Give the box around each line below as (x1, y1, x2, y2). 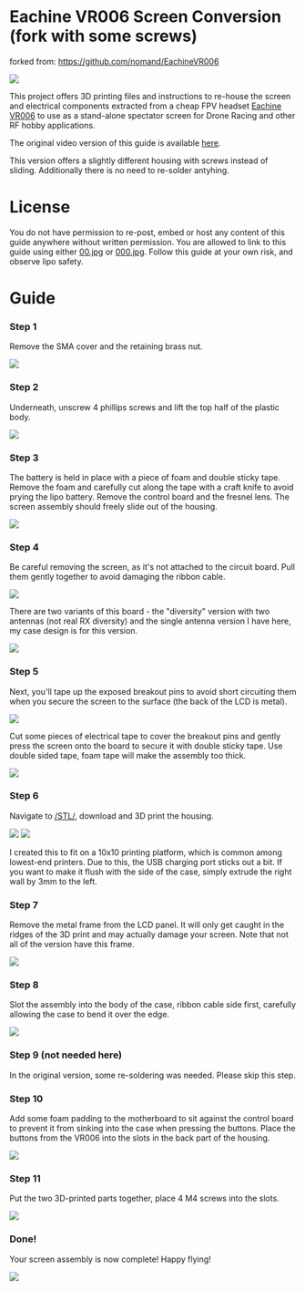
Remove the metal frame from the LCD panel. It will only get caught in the (9, 919, 285, 931)
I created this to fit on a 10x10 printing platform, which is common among (9, 846, 282, 858)
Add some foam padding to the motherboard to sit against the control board (9, 1113, 294, 1124)
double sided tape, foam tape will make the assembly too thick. (9, 749, 247, 760)
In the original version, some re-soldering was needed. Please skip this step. (9, 1069, 296, 1080)
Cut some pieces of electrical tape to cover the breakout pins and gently (9, 730, 281, 741)
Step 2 (9, 381, 39, 394)
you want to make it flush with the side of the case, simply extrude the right (9, 866, 292, 877)
